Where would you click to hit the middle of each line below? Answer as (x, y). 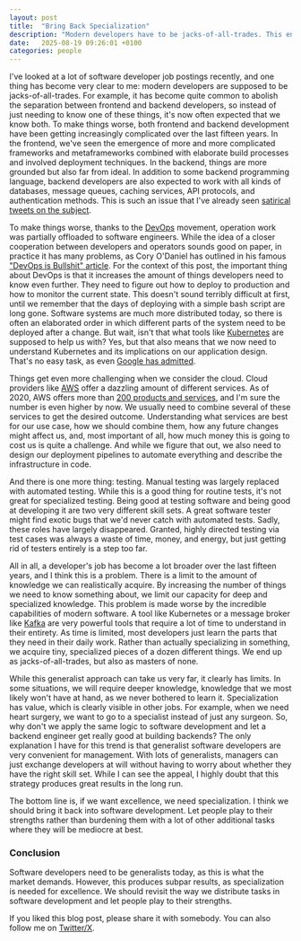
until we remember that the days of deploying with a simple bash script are (147, 304)
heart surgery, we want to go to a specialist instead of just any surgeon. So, (149, 717)
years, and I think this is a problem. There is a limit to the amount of (133, 576)
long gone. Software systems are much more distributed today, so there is (146, 313)
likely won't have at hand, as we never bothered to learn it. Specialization (144, 698)
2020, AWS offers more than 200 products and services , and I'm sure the (145, 398)
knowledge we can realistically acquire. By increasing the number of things (148, 585)
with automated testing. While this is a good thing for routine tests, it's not (146, 491)
